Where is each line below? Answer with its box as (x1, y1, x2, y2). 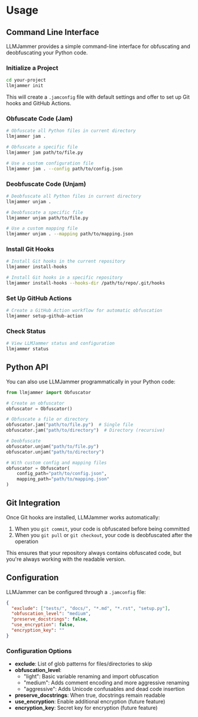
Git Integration (6, 498, 61, 508)
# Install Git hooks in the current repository (6, 259, 126, 264)
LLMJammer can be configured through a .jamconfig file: (6, 588, 146, 595)
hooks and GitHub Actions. (6, 100, 72, 107)
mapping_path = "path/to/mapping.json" (17, 476, 110, 482)
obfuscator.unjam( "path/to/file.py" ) (6, 443, 99, 450)
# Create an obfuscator (6, 400, 65, 406)
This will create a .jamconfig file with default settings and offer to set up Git (6, 93, 190, 101)
